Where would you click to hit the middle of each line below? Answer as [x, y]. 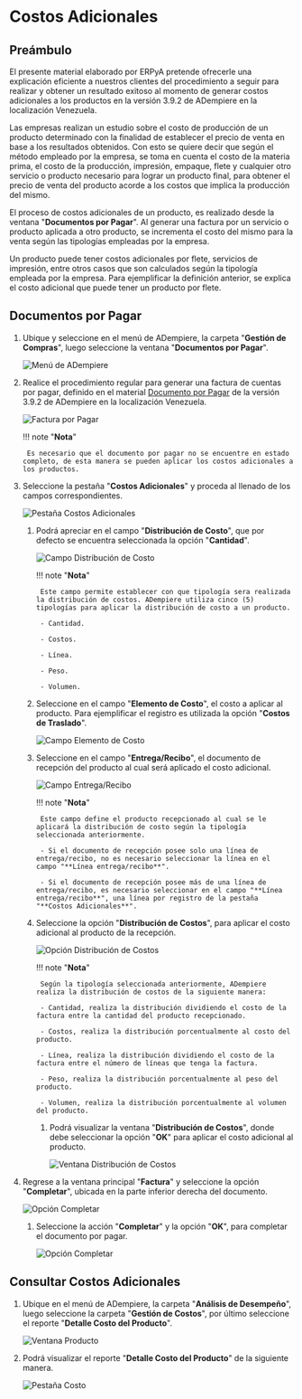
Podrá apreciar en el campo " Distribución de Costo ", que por [150, 530]
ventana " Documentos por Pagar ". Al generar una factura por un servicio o [149, 222]
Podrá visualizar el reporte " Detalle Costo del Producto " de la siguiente [156, 1357]
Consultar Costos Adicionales [95, 1282]
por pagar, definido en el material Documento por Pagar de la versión [151, 392]
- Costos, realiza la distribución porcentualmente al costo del [165, 1031]
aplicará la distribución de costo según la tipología [141, 827]
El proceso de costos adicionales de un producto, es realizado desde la [142, 213]
